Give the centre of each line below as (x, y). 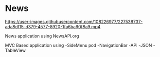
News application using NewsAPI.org (42, 36)
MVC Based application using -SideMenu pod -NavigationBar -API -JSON (79, 45)
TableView (15, 50)
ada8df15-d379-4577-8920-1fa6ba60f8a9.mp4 (53, 26)
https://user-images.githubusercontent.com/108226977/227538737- (74, 22)
